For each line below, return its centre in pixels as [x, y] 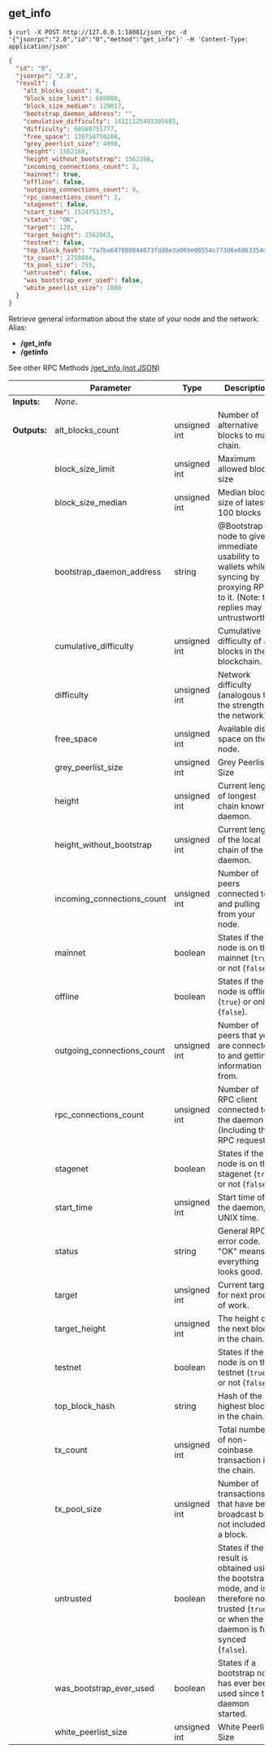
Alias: [17, 327]
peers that [238, 1035]
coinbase [236, 1450]
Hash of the [240, 1395]
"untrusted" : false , [58, 273]
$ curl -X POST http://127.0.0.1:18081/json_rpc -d [97, 32]
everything [238, 1261]
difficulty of [240, 641]
